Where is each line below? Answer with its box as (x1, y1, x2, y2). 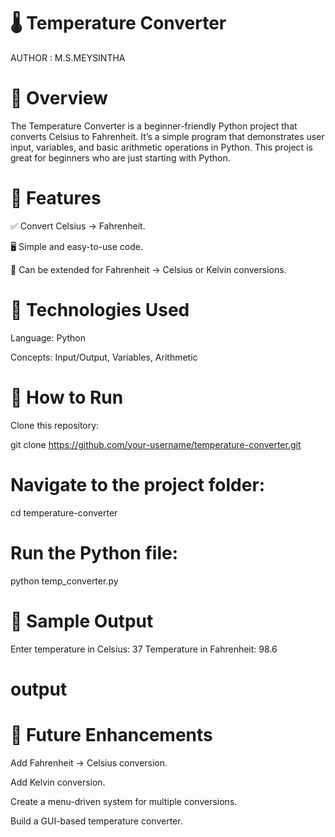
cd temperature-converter (10, 506, 118, 519)
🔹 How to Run (10, 386, 124, 409)
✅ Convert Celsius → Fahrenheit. (10, 220, 146, 232)
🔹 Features (10, 187, 102, 210)
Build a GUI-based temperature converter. (10, 815, 183, 827)
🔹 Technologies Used (10, 299, 190, 321)
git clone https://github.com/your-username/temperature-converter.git (10, 438, 302, 450)
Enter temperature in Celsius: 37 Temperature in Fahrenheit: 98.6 (10, 643, 278, 655)
